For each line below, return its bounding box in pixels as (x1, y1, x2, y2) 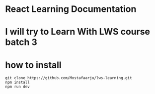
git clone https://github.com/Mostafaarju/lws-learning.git (5, 76, 133, 81)
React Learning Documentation (5, 3, 137, 15)
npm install (5, 80, 30, 85)
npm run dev (5, 84, 30, 90)
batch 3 (5, 37, 37, 48)
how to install (5, 59, 62, 70)
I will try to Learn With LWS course (5, 26, 151, 38)
